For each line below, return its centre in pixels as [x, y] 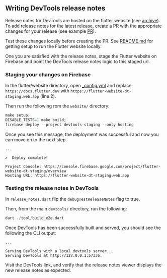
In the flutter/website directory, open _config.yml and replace [68, 86]
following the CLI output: [31, 233]
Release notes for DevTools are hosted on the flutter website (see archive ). [83, 20]
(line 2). [48, 96]
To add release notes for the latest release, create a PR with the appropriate [83, 26]
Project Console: [23, 166]
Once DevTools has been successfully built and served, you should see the [83, 228]
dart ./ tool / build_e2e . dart [35, 218]
